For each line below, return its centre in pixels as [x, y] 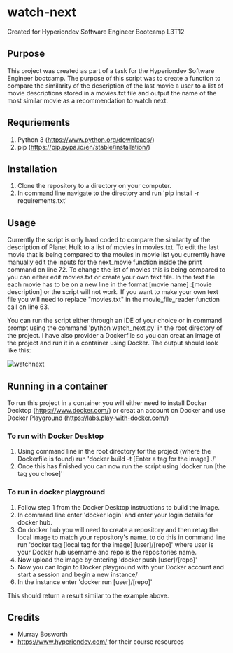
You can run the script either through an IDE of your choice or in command [115, 321]
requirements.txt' [42, 201]
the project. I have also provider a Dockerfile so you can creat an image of [114, 336]
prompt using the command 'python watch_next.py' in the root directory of [115, 328]
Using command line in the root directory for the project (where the [114, 451]
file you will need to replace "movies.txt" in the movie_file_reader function [114, 300]
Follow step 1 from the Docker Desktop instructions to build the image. [119, 507]
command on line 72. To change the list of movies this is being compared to [116, 270]
